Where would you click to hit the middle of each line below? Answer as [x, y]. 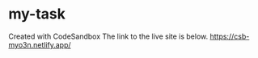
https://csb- [230, 36]
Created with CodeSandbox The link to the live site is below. [108, 36]
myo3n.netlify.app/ [40, 44]
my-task [37, 14]
